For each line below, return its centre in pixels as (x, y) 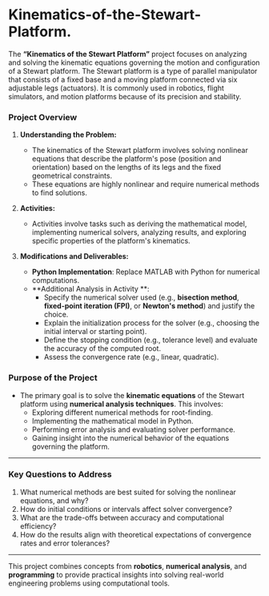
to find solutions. (60, 193)
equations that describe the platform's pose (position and (126, 159)
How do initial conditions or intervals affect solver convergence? (126, 509)
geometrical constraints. (72, 176)
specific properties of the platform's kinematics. (111, 241)
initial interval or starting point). (95, 332)
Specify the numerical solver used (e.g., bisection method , (141, 297)
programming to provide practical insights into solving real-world (116, 574)
